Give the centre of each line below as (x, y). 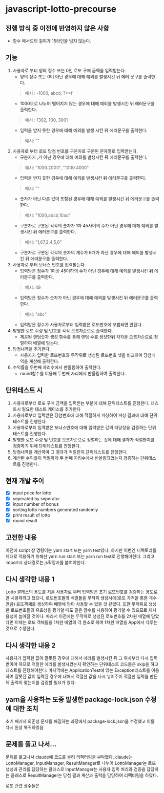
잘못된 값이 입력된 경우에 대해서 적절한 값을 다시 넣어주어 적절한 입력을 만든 (86, 676)
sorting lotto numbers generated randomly (55, 510)
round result (25, 520)
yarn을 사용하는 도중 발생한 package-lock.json (74, 699)
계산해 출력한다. (44, 361)
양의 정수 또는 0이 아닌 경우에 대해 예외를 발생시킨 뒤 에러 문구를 (81, 76)
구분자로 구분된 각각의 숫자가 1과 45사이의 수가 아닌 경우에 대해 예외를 (86, 225)
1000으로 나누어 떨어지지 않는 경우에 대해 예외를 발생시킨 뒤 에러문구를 (87, 103)
